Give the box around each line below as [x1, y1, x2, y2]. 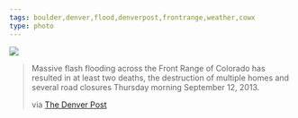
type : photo [9, 21, 54, 30]
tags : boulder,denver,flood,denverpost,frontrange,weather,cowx [9, 13, 256, 22]
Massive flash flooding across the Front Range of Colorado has [31, 63, 266, 73]
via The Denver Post [31, 99, 107, 110]
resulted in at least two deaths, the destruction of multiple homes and [31, 72, 290, 83]
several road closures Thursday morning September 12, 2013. [31, 81, 260, 92]
